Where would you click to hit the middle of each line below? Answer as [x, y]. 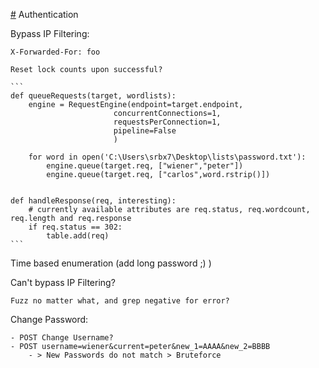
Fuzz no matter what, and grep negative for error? [120, 301]
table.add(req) [78, 236]
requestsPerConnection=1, [167, 122]
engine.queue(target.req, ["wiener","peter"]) [145, 166]
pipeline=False [145, 131]
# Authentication [44, 14]
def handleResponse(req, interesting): [93, 201]
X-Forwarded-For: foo [55, 52]
